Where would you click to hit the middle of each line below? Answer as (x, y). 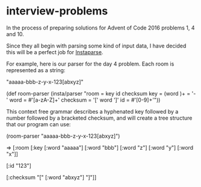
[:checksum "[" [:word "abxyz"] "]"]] (51, 177)
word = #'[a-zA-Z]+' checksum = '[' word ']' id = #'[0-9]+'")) (85, 100)
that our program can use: (39, 124)
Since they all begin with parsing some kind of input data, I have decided (96, 46)
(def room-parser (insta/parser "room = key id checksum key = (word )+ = (98, 93)
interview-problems (57, 11)
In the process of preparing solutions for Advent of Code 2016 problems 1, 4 (100, 28)
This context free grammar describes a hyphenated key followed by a (92, 111)
